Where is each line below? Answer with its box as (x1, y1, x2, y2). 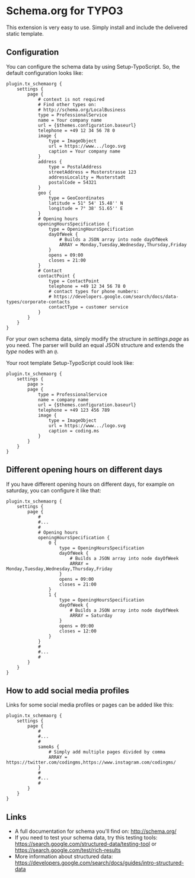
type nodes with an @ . (6, 348, 59, 355)
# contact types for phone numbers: (48, 288, 139, 294)
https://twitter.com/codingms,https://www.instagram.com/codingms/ (6, 759, 177, 766)
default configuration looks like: (6, 69, 84, 77)
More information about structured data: (14, 853, 113, 860)
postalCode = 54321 (48, 179, 97, 185)
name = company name (37, 396, 89, 403)
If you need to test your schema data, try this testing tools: (14, 834, 158, 841)
